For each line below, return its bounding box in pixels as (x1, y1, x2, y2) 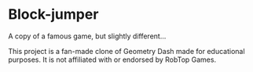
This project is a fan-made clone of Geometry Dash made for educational (8, 46, 245, 56)
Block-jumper (8, 5, 99, 23)
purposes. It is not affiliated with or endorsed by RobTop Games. (8, 55, 217, 64)
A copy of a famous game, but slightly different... (8, 31, 167, 41)
